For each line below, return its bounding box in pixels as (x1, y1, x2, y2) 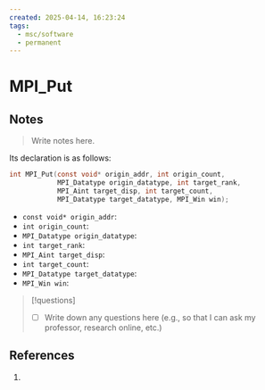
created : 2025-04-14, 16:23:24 (9, 12, 126, 22)
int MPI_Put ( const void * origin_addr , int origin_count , (9, 170, 226, 179)
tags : (9, 21, 29, 30)
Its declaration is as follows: (9, 153, 112, 163)
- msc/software (17, 29, 74, 38)
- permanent (17, 37, 62, 47)
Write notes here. (30, 136, 95, 146)
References (9, 348, 75, 363)
